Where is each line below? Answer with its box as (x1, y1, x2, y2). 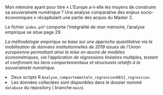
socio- (140, 9, 154, 15)
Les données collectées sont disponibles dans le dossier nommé (11, 79, 142, 85)
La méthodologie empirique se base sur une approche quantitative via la (5, 39, 153, 45)
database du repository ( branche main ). (5, 85, 85, 90)
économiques (5, 15, 33, 20)
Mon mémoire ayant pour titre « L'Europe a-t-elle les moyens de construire (5, 4, 156, 10)
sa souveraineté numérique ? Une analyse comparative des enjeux (5, 9, 140, 15)
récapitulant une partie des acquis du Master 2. (37, 15, 134, 20)
